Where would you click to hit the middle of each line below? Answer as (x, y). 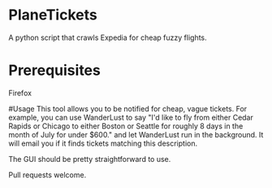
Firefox (20, 93)
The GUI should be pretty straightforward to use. (90, 159)
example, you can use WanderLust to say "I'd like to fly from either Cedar (131, 117)
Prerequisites (55, 70)
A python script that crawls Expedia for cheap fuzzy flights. (108, 37)
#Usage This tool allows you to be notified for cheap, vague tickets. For (128, 108)
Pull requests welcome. (47, 175)
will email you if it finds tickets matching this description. (103, 143)
